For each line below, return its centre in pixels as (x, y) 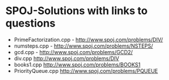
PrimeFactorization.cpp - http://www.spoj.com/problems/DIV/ (88, 39)
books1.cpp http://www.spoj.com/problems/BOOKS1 (77, 64)
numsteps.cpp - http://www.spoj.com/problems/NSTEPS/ (83, 46)
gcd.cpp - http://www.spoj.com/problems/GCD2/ (73, 52)
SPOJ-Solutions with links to (77, 11)
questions (31, 23)
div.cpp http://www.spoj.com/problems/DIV (67, 58)
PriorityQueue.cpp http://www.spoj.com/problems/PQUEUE (86, 71)
